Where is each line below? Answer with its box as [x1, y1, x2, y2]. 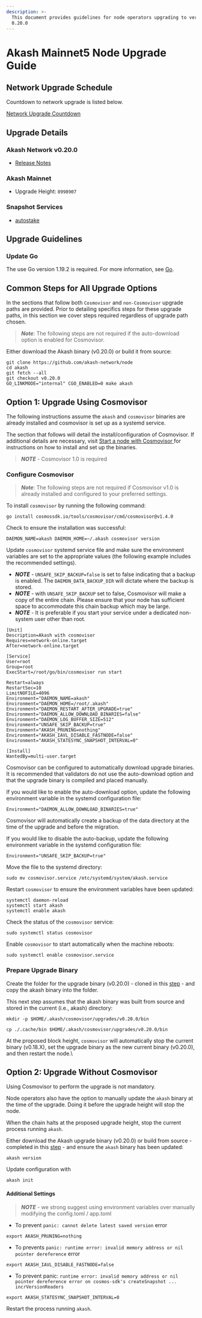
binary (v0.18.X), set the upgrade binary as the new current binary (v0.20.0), [6, 1043, 195, 1050]
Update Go [6, 252, 38, 260]
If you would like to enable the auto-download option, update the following [6, 788, 191, 795]
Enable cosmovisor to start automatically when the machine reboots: [6, 940, 174, 948]
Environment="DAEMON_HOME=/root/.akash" [6, 701, 109, 707]
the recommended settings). [6, 559, 77, 566]
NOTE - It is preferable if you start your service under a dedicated [14, 609, 179, 616]
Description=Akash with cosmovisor [6, 633, 96, 639]
